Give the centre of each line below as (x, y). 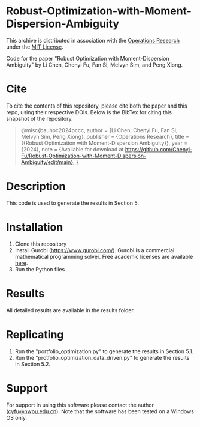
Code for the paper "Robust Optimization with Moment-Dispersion (88, 58)
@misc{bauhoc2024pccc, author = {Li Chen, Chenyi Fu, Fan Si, (99, 130)
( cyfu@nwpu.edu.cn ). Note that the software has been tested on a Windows (100, 411)
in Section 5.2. (33, 364)
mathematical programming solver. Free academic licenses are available (104, 256)
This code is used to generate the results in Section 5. (73, 203)
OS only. (17, 417)
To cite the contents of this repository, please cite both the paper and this (97, 106)
